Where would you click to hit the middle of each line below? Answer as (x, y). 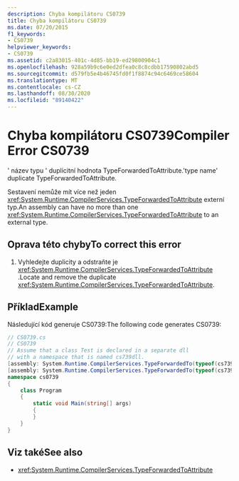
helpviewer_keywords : (39, 47)
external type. (28, 222)
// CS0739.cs (27, 337)
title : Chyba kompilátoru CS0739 (57, 21)
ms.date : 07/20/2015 (38, 27)
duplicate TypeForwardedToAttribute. (62, 178)
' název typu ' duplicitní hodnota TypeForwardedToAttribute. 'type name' (113, 170)
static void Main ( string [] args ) (83, 404)
